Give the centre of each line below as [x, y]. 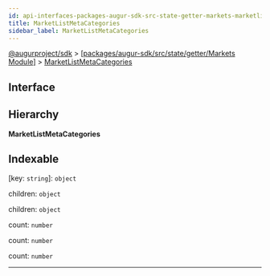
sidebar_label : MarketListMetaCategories [79, 30]
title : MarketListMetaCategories [64, 23]
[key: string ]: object [43, 178]
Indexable [34, 158]
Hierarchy [34, 114]
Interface [32, 87]
